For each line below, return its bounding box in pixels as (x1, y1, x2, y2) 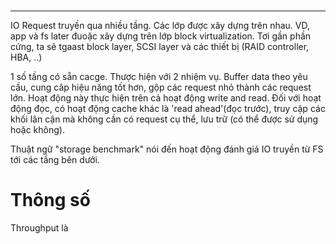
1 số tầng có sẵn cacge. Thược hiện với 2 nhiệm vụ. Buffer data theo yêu (10, 71, 308, 83)
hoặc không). (10, 124, 65, 136)
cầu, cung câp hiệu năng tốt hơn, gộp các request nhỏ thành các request (10, 81, 312, 94)
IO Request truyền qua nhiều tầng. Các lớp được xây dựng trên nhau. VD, (10, 20, 311, 32)
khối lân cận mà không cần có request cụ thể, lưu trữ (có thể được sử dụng (10, 113, 319, 125)
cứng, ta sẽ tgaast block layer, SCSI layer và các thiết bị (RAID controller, (10, 41, 310, 53)
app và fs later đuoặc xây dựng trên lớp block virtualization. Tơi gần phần (10, 30, 312, 42)
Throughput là (10, 222, 69, 234)
